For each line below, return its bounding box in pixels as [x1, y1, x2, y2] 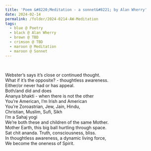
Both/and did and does [5, 88, 52, 94]
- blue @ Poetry [9, 26, 43, 31]
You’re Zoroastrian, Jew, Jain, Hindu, [5, 103, 81, 109]
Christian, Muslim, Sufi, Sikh [5, 108, 63, 114]
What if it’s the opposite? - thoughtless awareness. [5, 77, 109, 83]
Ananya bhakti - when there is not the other [5, 93, 94, 99]
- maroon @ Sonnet [9, 49, 48, 53]
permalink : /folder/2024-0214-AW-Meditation [5, 16, 99, 21]
